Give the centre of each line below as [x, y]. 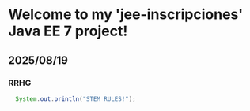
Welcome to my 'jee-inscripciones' [126, 15]
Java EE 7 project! [68, 31]
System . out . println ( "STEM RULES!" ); [76, 99]
